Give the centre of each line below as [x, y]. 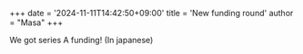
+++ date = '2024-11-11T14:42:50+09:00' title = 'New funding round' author [151, 13]
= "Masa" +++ [36, 22]
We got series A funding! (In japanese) [81, 40]
